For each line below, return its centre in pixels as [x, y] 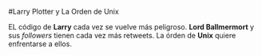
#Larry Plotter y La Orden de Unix [64, 12]
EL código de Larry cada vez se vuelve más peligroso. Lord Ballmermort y [131, 27]
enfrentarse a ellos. [40, 44]
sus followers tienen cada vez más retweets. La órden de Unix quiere [122, 35]
